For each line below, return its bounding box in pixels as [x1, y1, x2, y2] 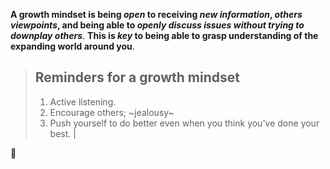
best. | [49, 127, 77, 139]
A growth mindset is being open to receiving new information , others [10, 9, 303, 20]
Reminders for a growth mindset [34, 69, 240, 86]
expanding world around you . [10, 40, 135, 52]
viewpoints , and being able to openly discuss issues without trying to [10, 19, 305, 31]
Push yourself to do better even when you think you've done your [49, 117, 320, 129]
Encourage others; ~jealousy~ [49, 106, 175, 118]
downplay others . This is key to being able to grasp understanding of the [10, 30, 319, 41]
